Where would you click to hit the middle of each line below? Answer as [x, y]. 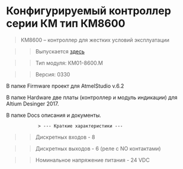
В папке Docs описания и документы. [54, 115]
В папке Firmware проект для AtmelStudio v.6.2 [65, 86]
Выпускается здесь [60, 51]
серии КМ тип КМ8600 [66, 23]
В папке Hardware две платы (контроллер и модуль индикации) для [92, 97]
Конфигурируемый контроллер [89, 11]
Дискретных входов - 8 [65, 137]
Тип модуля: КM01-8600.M [69, 63]
